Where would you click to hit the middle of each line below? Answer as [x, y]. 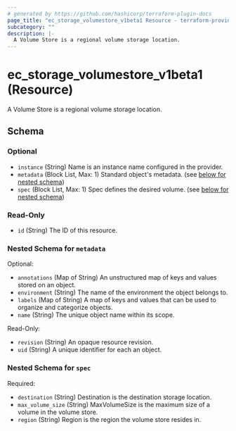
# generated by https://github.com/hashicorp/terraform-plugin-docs [110, 14]
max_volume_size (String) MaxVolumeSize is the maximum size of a [114, 404]
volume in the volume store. [58, 412]
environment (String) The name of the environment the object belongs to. [123, 292]
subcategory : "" [31, 27]
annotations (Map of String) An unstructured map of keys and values [117, 277]
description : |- [31, 33]
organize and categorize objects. [65, 308]
